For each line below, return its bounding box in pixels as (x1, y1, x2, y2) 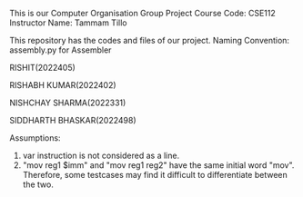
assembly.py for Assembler (9, 44, 112, 55)
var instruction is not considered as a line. (22, 150, 180, 161)
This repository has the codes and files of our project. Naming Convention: (9, 35, 289, 45)
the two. (22, 179, 55, 190)
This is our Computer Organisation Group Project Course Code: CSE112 (9, 8, 276, 18)
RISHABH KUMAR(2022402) (9, 80, 116, 90)
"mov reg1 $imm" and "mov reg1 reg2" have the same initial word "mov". (22, 160, 295, 171)
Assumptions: (9, 133, 61, 143)
